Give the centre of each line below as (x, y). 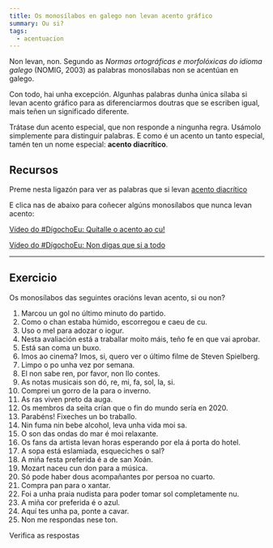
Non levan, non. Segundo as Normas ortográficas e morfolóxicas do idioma (136, 62)
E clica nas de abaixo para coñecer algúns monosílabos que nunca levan (130, 205)
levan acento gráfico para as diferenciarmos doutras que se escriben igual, (134, 103)
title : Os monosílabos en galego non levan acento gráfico (111, 16)
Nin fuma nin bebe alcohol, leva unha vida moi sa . (104, 425)
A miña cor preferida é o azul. (70, 502)
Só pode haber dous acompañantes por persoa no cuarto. (118, 476)
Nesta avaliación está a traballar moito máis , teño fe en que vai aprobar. (141, 339)
